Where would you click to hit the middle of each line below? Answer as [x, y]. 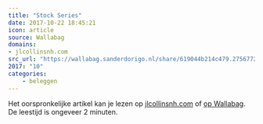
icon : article [31, 30]
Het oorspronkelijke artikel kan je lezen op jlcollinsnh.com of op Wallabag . [127, 104]
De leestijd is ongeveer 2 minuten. [63, 111]
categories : [27, 74]
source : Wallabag [36, 37]
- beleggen [40, 81]
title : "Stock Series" [45, 15]
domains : [22, 45]
